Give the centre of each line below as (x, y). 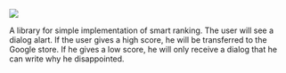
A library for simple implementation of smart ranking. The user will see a (142, 30)
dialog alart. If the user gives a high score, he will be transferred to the (138, 40)
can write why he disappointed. (67, 59)
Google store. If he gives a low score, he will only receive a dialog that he (143, 49)
